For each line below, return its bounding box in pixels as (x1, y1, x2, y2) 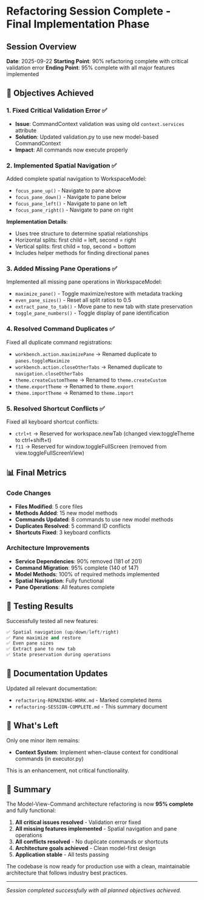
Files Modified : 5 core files (15, 503, 83, 510)
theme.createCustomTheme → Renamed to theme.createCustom (15, 376, 167, 383)
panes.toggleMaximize (15, 358, 70, 364)
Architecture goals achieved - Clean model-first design (15, 845, 156, 852)
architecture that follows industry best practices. (6, 869, 127, 877)
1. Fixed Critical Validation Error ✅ (6, 106, 107, 115)
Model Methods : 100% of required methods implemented (15, 570, 160, 577)
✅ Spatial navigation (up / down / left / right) (6, 629, 120, 635)
